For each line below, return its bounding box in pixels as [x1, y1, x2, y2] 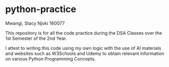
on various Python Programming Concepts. [5, 55, 96, 61]
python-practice [5, 4, 76, 15]
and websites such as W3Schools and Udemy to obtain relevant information [5, 50, 164, 56]
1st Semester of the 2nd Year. [5, 35, 67, 41]
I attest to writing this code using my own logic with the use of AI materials [5, 45, 161, 51]
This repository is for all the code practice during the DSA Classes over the [5, 30, 162, 36]
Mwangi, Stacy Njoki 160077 [5, 20, 65, 26]
